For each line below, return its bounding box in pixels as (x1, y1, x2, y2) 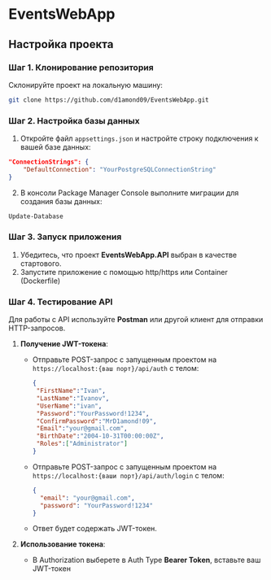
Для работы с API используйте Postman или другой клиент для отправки (8, 315, 264, 325)
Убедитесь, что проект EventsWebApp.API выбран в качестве (20, 250, 238, 259)
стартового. (20, 258, 63, 268)
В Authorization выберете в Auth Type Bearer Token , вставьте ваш (32, 555, 261, 565)
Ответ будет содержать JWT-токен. (32, 524, 157, 534)
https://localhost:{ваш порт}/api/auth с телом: (32, 364, 199, 373)
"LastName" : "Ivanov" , (36, 394, 110, 403)
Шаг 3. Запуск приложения (8, 231, 122, 242)
